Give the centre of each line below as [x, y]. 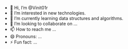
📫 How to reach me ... [33, 29]
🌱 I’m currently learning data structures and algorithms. [66, 18]
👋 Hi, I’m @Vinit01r [29, 8]
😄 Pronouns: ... [26, 36]
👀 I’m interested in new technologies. [48, 13]
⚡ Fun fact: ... [23, 42]
